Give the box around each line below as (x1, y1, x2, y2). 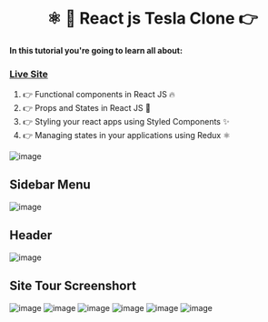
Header (9, 227, 53, 243)
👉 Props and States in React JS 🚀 (22, 103, 152, 114)
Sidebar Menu (9, 177, 91, 193)
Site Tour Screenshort (9, 278, 136, 294)
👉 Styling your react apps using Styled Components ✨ (22, 116, 230, 127)
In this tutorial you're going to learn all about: (9, 45, 184, 55)
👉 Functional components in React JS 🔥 (22, 89, 175, 100)
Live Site (9, 67, 48, 80)
